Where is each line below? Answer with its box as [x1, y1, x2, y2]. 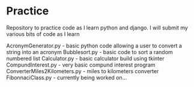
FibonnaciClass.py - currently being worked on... [6, 74, 127, 81]
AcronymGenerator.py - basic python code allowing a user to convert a [6, 42, 182, 49]
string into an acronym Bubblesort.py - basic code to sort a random [6, 48, 173, 55]
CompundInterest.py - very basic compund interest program [6, 61, 156, 68]
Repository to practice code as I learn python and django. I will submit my [6, 24, 188, 31]
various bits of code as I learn [6, 30, 80, 37]
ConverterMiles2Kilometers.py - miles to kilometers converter [6, 67, 159, 74]
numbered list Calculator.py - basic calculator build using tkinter [6, 55, 165, 62]
